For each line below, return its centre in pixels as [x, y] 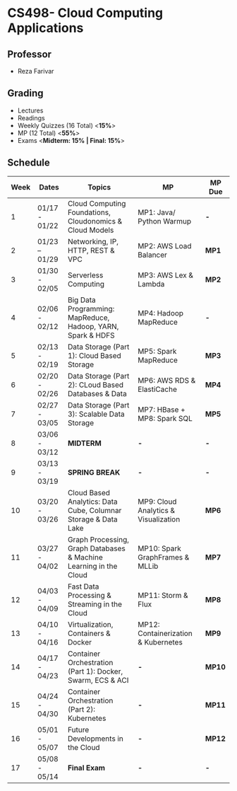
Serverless [85, 275]
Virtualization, [90, 624]
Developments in [95, 739]
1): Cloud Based [94, 355]
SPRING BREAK [94, 472]
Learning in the [92, 566]
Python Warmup [164, 221]
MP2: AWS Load [164, 246]
